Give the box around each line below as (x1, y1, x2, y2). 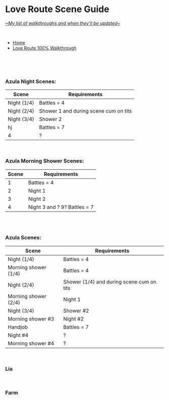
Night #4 (8, 332, 29, 339)
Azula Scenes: (5, 234, 42, 241)
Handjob (8, 323, 28, 330)
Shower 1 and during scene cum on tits (39, 108, 132, 115)
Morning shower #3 (8, 315, 54, 322)
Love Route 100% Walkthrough (12, 45, 77, 51)
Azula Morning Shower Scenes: (5, 157, 84, 164)
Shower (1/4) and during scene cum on (63, 278, 157, 285)
